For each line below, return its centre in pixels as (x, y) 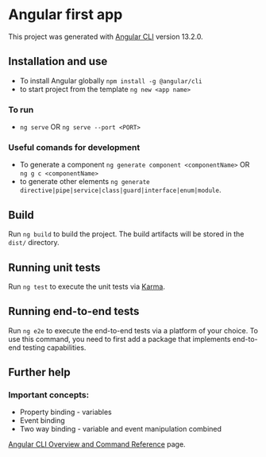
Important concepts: (49, 395)
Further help (40, 373)
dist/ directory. (34, 243)
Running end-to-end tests (74, 311)
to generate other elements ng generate (85, 182)
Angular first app (66, 15)
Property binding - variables (66, 412)
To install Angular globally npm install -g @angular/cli (111, 80)
